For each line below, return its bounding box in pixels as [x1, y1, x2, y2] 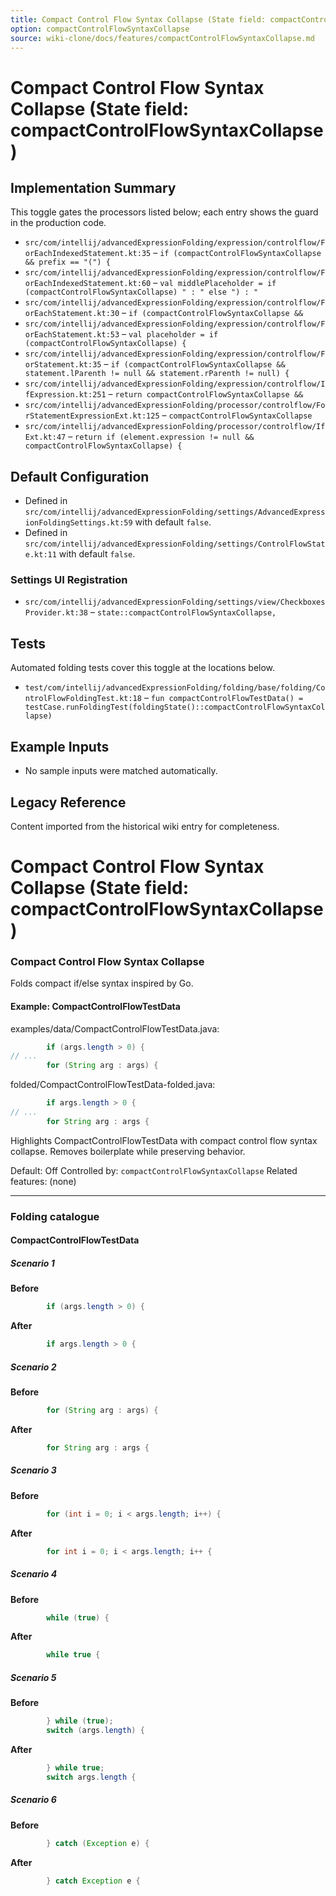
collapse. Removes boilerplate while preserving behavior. [10, 1145, 246, 1157]
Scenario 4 [10, 1568, 58, 1580]
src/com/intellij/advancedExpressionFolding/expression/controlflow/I [24, 379, 326, 390]
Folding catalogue [10, 1209, 100, 1223]
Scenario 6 [10, 1794, 57, 1806]
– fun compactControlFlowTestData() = [143, 692, 304, 704]
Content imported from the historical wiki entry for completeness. [10, 820, 280, 832]
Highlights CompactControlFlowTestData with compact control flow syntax [10, 1134, 318, 1146]
